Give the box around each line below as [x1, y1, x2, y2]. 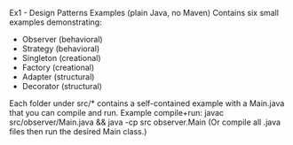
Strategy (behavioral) [21, 43, 100, 54]
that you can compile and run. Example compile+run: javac [9, 108, 225, 118]
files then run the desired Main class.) [9, 126, 147, 136]
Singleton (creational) [21, 53, 101, 63]
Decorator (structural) [21, 81, 102, 91]
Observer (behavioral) [21, 34, 104, 44]
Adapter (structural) [21, 72, 95, 82]
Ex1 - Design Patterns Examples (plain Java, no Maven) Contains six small [9, 8, 280, 18]
